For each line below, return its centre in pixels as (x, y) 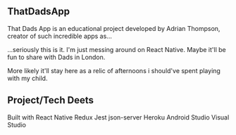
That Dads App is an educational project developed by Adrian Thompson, (114, 28)
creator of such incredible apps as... (60, 36)
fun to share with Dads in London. (56, 57)
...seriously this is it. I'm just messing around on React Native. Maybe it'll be (117, 49)
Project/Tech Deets (50, 100)
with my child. (27, 78)
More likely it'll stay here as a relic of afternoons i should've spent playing (114, 70)
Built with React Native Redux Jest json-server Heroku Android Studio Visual (118, 117)
